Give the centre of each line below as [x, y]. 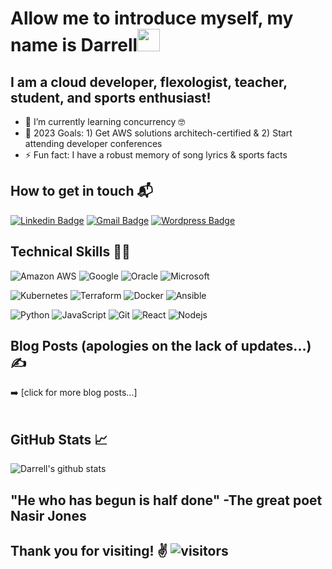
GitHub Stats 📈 [59, 439]
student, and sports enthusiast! [111, 97]
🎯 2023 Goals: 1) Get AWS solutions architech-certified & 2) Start [158, 133]
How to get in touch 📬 [81, 191]
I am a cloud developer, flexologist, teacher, [149, 82]
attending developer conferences [93, 143]
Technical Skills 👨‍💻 [70, 252]
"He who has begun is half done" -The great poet [166, 500]
